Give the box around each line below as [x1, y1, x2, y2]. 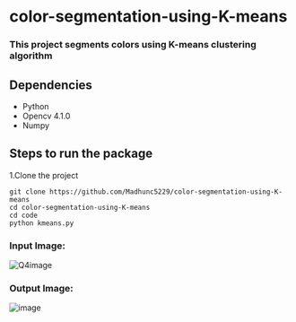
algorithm [9, 49, 53, 62]
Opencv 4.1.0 [22, 110, 71, 121]
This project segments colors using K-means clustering [9, 39, 257, 51]
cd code [9, 211, 39, 220]
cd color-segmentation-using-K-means [9, 203, 151, 212]
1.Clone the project [9, 170, 79, 180]
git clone [9, 187, 47, 196]
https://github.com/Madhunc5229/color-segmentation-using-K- [48, 187, 283, 196]
